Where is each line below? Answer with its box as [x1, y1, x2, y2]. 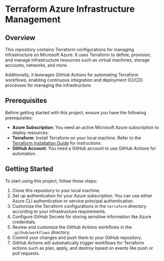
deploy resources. [12, 130, 49, 135]
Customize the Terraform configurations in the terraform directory [12, 203, 146, 209]
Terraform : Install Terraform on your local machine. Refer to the [12, 134, 141, 141]
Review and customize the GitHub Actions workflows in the [12, 224, 132, 230]
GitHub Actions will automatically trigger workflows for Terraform [12, 240, 144, 246]
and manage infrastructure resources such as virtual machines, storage [5, 57, 150, 63]
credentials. [12, 219, 36, 225]
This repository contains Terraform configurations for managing [5, 47, 134, 52]
